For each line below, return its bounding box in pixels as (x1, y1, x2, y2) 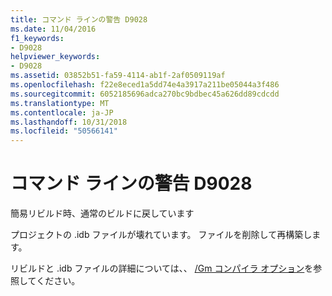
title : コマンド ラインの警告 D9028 (10, 14, 148, 25)
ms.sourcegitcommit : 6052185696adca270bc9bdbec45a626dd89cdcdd (10, 89, 280, 99)
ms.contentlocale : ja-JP (10, 107, 114, 118)
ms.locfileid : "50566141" (10, 126, 118, 136)
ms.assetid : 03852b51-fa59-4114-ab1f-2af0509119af (10, 71, 226, 81)
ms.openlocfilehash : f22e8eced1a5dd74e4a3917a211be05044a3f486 (10, 80, 280, 90)
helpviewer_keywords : (10, 52, 101, 62)
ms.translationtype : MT (10, 98, 110, 108)
